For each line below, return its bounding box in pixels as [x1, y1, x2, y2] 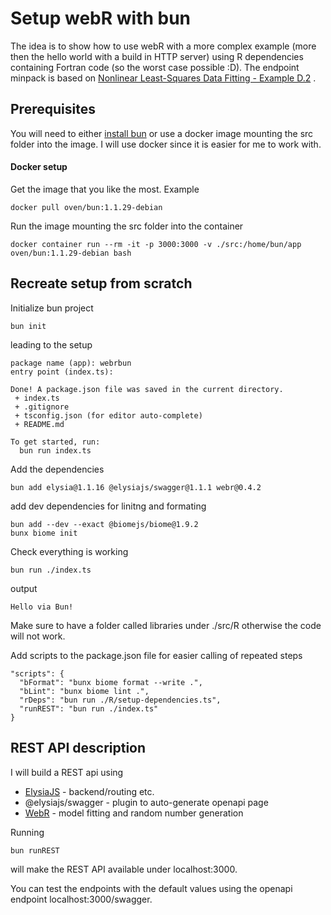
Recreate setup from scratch [10, 275, 193, 292]
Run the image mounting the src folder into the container [10, 220, 244, 232]
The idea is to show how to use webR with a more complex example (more [10, 40, 317, 52]
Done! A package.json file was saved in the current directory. [10, 384, 284, 394]
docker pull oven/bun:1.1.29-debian [10, 202, 163, 212]
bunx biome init [10, 528, 78, 538]
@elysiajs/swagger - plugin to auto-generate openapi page [24, 796, 269, 808]
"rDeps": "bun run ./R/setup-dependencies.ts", [19, 695, 222, 705]
